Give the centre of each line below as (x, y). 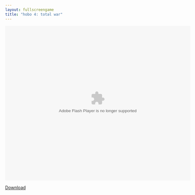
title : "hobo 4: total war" (34, 14)
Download (16, 187)
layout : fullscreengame (30, 10)
